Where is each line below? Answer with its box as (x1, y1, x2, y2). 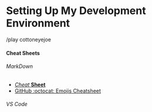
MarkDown (6, 63, 33, 70)
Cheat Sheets (6, 49, 40, 56)
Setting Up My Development (6, 4, 146, 18)
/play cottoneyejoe (6, 36, 52, 43)
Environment (6, 16, 70, 30)
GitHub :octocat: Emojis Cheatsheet (14, 87, 102, 94)
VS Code (6, 101, 28, 108)
